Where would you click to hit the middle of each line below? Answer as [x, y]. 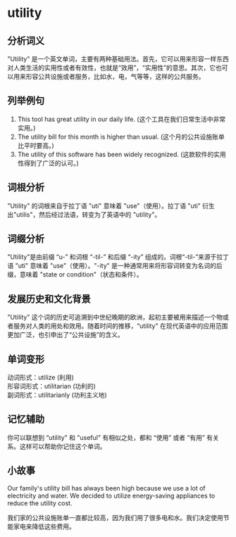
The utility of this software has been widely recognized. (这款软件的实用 [122, 154]
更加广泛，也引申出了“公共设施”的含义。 [66, 335]
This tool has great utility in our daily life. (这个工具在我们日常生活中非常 [122, 119]
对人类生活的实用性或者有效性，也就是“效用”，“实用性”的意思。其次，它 [112, 68]
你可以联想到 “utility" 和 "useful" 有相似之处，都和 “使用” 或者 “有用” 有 [110, 437]
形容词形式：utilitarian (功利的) [52, 386]
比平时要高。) [36, 145]
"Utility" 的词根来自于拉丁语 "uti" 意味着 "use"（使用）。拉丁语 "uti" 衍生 [111, 206]
